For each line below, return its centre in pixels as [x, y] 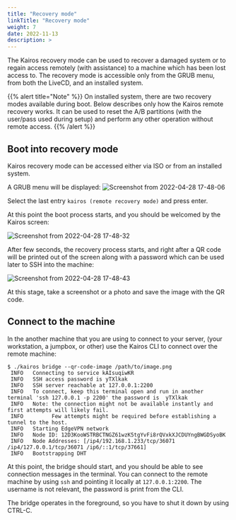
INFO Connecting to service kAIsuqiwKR [72, 373]
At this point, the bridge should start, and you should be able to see [105, 466]
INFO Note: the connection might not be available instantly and [112, 404]
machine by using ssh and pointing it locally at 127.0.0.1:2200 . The [105, 481]
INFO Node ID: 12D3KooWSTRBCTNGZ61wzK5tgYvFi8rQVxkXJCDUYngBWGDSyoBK [118, 435]
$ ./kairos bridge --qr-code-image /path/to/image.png [90, 366]
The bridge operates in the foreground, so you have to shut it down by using [118, 502]
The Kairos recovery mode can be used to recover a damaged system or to [117, 60]
